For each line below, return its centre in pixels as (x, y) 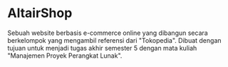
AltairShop (40, 13)
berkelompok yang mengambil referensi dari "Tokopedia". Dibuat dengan (115, 40)
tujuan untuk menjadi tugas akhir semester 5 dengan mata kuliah (102, 48)
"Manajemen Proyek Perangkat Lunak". (65, 56)
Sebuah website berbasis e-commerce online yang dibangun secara (108, 33)
